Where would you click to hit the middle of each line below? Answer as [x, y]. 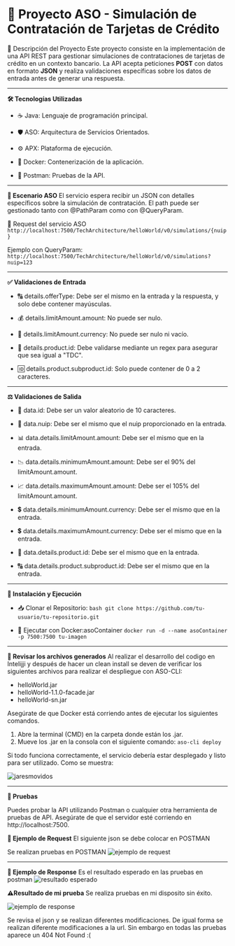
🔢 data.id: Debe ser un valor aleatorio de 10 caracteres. [97, 410]
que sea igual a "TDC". [50, 355]
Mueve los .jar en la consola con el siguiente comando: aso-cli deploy [119, 742]
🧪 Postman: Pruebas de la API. [61, 175]
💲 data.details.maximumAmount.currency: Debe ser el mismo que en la [120, 530]
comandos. [23, 721]
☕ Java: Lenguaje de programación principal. [83, 115]
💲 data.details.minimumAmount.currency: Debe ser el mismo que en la [119, 509]
